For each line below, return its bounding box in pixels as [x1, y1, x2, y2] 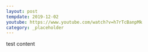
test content [6, 40, 35, 47]
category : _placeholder [6, 24, 64, 31]
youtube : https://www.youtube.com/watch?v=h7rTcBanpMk [6, 19, 143, 25]
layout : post [6, 8, 38, 14]
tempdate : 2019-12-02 [6, 14, 59, 20]
